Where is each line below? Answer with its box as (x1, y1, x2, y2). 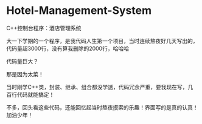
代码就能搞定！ (16, 91, 55, 98)
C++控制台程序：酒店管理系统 (6, 24, 82, 31)
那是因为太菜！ (6, 70, 44, 77)
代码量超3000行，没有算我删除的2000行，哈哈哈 (6, 45, 130, 52)
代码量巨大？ (6, 57, 38, 65)
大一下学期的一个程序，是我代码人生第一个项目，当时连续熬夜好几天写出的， (6, 37, 198, 44)
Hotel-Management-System (6, 4, 152, 18)
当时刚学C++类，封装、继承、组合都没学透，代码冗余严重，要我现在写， (6, 83, 188, 91)
